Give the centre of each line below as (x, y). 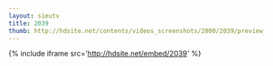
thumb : (19, 31)
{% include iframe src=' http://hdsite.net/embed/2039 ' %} (105, 54)
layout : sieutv (34, 16)
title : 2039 (28, 23)
